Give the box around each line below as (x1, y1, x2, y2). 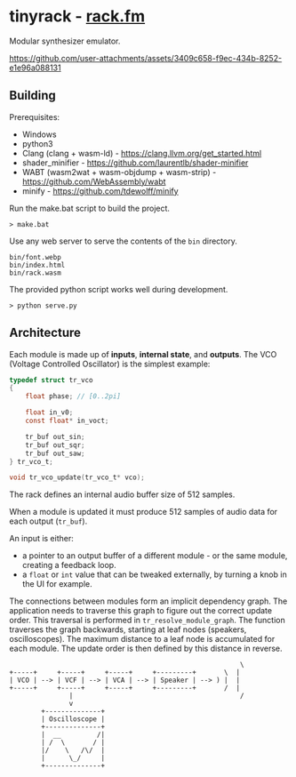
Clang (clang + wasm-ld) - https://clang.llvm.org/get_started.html (21, 148, 262, 158)
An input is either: (9, 533, 74, 544)
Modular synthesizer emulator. (9, 36, 121, 46)
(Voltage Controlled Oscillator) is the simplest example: (9, 358, 211, 369)
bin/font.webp (9, 252, 62, 261)
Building (9, 88, 56, 103)
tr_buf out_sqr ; (25, 440, 86, 450)
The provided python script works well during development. (9, 284, 228, 294)
